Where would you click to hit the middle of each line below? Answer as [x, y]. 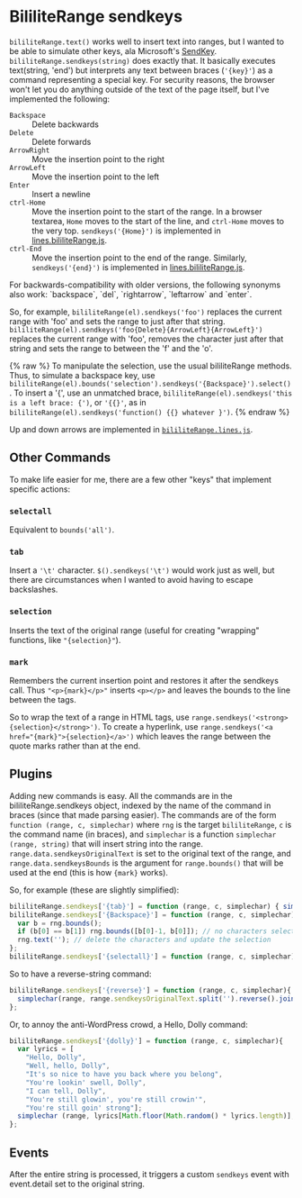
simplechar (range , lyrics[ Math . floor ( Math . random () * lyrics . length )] [155, 1116]
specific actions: [40, 489]
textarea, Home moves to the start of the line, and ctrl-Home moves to [158, 221]
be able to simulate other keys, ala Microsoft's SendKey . [113, 50]
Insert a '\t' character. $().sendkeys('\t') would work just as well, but [142, 570]
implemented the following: [60, 99]
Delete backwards [65, 124]
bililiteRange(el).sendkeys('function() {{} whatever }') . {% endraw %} [150, 412]
